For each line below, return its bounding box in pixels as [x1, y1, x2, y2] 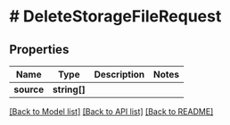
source [13, 83, 45, 96]
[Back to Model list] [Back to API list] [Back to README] [9, 106, 214, 117]
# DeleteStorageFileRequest [9, 6, 222, 27]
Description [94, 69, 145, 80]
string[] [52, 83, 86, 96]
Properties [9, 42, 70, 57]
